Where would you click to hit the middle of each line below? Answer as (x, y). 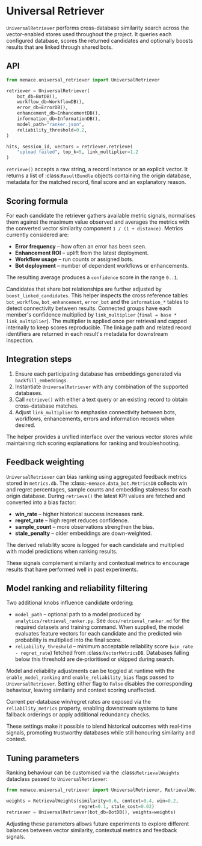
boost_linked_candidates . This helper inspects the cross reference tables (97, 295)
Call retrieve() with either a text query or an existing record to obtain (101, 399)
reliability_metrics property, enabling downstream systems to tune (92, 708)
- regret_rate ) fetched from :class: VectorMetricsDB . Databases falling (102, 653)
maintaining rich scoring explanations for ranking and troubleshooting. (93, 443)
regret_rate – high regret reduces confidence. (72, 520)
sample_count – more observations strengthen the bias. (84, 526)
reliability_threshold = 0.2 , (52, 130)
